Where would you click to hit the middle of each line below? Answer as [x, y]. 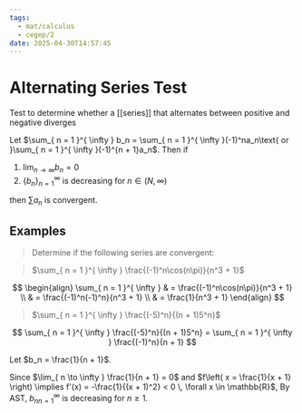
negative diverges [43, 122]
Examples [38, 231]
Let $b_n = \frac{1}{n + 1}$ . [60, 360]
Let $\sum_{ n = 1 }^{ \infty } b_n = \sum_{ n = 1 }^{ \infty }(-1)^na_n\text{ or [149, 140]
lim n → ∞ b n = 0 [51, 168]
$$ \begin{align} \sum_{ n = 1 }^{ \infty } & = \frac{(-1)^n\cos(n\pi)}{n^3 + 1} [152, 288]
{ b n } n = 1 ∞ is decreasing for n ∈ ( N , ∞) [95, 181]
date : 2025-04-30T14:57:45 [60, 43]
